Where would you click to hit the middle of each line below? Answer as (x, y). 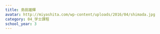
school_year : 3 (21, 24)
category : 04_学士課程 (27, 19)
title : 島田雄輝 (20, 10)
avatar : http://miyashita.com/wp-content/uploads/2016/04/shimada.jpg (80, 14)
